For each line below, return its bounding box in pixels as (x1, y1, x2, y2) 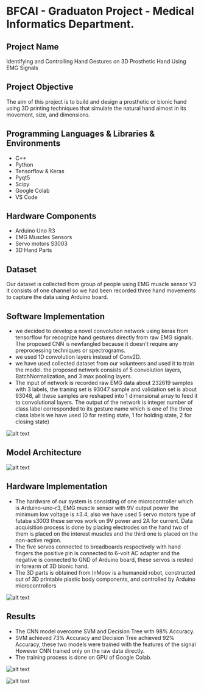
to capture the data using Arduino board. (6, 293, 108, 301)
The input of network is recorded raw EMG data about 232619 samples (15, 379, 194, 387)
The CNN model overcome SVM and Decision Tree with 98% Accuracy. (15, 627, 195, 635)
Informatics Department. (6, 17, 135, 31)
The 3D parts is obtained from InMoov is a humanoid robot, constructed (15, 569, 196, 576)
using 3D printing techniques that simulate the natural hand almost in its (6, 104, 187, 112)
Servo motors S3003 (15, 240, 68, 248)
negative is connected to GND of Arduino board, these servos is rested (15, 556, 194, 563)
